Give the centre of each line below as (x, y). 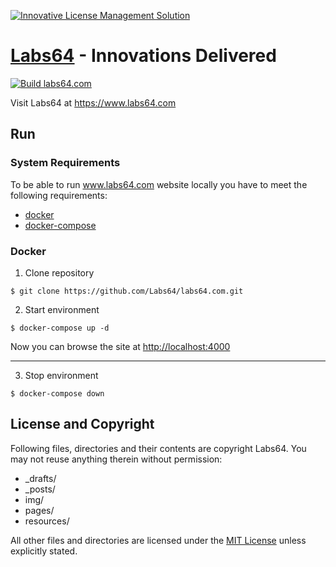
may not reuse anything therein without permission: (116, 459)
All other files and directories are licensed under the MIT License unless (158, 540)
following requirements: (59, 195)
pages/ (39, 510)
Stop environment (61, 375)
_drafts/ (40, 478)
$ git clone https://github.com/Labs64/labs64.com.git (127, 291)
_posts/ (40, 489)
